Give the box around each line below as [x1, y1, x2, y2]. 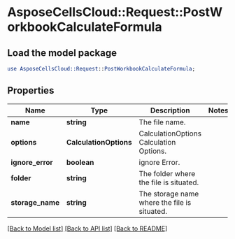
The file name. [138, 117, 186, 126]
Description [150, 106, 190, 115]
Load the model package [7, 47, 117, 59]
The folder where [138, 168, 196, 178]
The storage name [138, 189, 199, 198]
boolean [66, 157, 94, 167]
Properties [7, 85, 55, 96]
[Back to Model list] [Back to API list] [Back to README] [7, 224, 168, 233]
